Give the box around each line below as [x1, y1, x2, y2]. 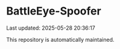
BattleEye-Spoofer [6, 4, 101, 18]
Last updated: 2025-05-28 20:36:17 [6, 24, 95, 31]
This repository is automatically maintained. [6, 36, 115, 43]
